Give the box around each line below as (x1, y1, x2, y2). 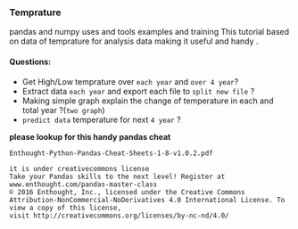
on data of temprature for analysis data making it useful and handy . (9, 36, 259, 46)
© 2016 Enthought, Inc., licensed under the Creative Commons (9, 187, 245, 197)
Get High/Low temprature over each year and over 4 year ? (21, 76, 239, 86)
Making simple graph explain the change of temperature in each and (21, 95, 274, 106)
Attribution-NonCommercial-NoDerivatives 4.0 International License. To (9, 195, 286, 204)
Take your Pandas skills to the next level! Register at (9, 172, 226, 181)
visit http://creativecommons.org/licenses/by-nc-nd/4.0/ (9, 211, 229, 220)
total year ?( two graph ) (21, 104, 105, 115)
